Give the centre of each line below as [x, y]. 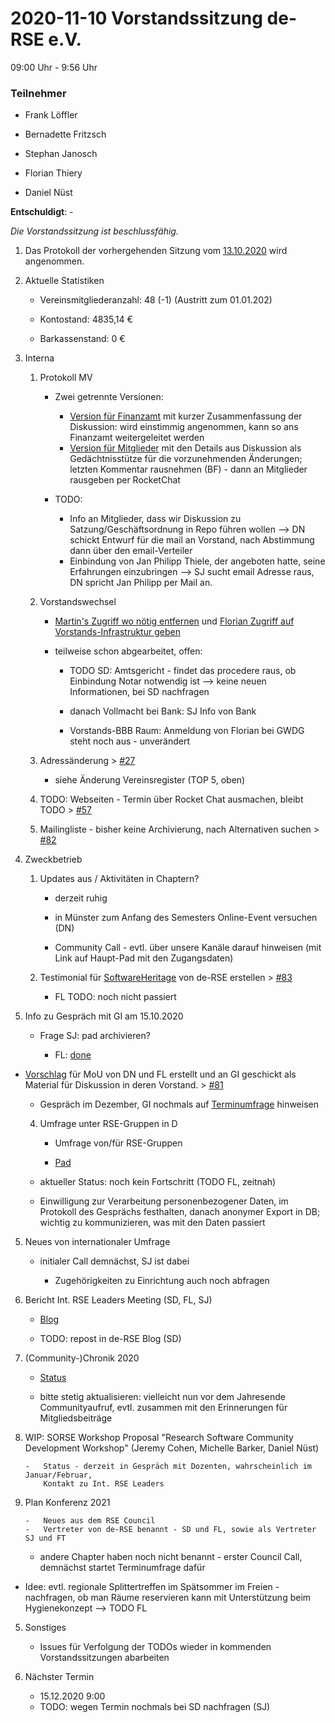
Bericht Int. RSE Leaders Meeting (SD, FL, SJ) [118, 1300]
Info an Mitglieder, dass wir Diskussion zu [155, 519]
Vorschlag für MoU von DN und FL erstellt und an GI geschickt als [160, 1074]
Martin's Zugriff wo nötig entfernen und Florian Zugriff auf [174, 621]
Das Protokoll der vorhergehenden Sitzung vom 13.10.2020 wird [156, 251]
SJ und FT [45, 1538]
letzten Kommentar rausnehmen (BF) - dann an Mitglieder [188, 469]
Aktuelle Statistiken [64, 281]
